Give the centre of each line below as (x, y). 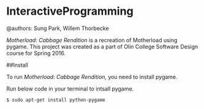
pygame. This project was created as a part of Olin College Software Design (102, 47)
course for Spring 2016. (36, 53)
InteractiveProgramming (70, 11)
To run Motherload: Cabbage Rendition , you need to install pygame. (92, 77)
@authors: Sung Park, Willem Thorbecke (58, 28)
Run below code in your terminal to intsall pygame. (70, 88)
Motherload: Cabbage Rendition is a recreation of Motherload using (92, 40)
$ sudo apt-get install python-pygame (56, 100)
